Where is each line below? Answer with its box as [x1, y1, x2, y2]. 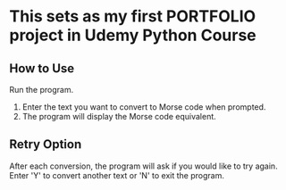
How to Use [9, 61, 75, 76]
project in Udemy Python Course [9, 25, 257, 45]
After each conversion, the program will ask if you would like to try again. [9, 161, 279, 171]
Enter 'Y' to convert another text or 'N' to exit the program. [9, 169, 225, 180]
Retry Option [9, 136, 82, 153]
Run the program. [9, 85, 74, 95]
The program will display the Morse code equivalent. [21, 112, 216, 121]
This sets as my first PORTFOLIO [9, 6, 257, 27]
